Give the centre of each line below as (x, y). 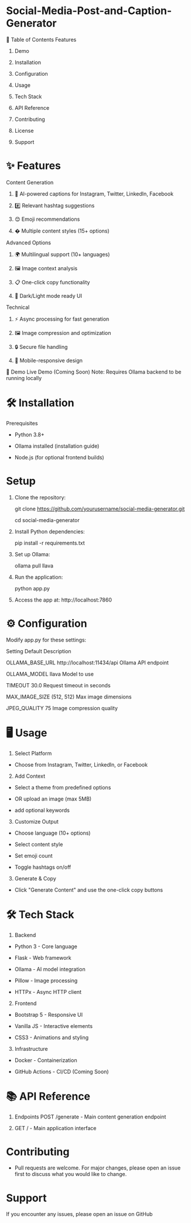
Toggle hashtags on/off (43, 867)
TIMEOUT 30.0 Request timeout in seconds (58, 685)
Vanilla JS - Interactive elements (53, 1026)
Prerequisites (22, 423)
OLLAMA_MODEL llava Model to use (50, 674)
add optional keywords (42, 810)
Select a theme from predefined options (63, 787)
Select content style (39, 844)
